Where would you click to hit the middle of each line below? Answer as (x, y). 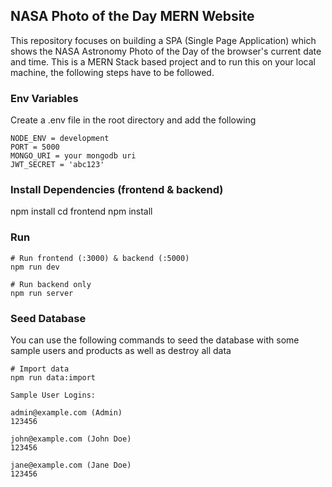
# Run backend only (51, 284)
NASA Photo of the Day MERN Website (132, 16)
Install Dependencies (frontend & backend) (117, 190)
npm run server (42, 293)
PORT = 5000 (35, 147)
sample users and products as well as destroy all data (121, 350)
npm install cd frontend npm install (81, 211)
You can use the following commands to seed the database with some (155, 340)
